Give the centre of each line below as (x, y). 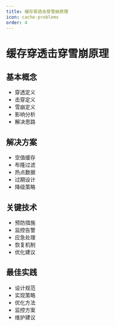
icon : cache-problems (33, 17)
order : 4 (17, 22)
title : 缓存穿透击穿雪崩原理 (37, 11)
